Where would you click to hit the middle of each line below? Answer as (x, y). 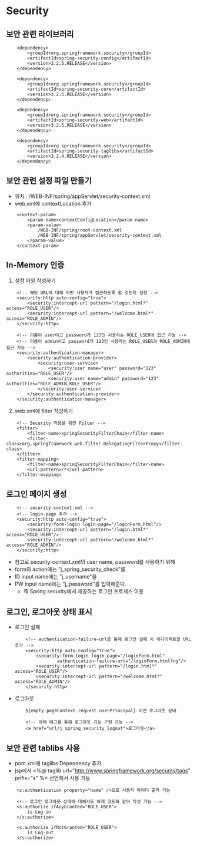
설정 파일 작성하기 (35, 280)
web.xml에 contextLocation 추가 (53, 203)
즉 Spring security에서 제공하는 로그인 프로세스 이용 (84, 591)
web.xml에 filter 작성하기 (44, 411)
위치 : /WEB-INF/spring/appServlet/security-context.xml (82, 196)
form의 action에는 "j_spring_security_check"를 (70, 569)
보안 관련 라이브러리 (40, 34)
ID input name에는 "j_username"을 (56, 577)
